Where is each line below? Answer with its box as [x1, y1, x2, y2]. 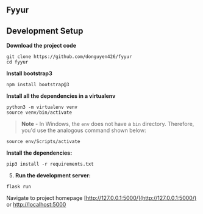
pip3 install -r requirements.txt [6, 161, 94, 168]
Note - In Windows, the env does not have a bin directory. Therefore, [21, 120, 194, 128]
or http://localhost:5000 [6, 201, 66, 208]
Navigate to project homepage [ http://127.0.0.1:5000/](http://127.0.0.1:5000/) [6, 194, 197, 202]
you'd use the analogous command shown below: [21, 127, 146, 134]
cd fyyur [6, 59, 29, 65]
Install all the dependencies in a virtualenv [6, 92, 116, 100]
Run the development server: [15, 172, 91, 179]
